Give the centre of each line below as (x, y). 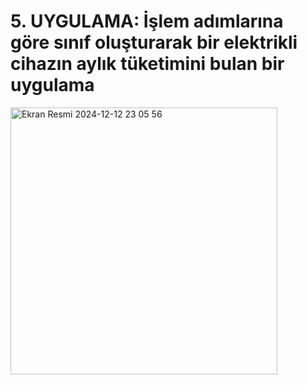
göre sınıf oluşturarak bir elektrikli (154, 42)
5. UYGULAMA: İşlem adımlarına (147, 21)
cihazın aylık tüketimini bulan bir (147, 64)
